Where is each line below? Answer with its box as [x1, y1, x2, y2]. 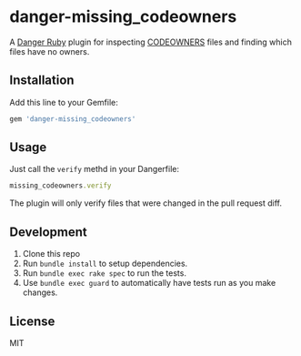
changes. [22, 287, 58, 298]
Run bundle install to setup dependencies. [22, 258, 188, 270]
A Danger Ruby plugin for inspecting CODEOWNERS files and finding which [9, 36, 293, 47]
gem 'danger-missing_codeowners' [9, 114, 136, 124]
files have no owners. [9, 46, 90, 56]
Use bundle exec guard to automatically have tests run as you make [22, 278, 276, 289]
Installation [9, 73, 75, 88]
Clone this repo [22, 249, 80, 259]
